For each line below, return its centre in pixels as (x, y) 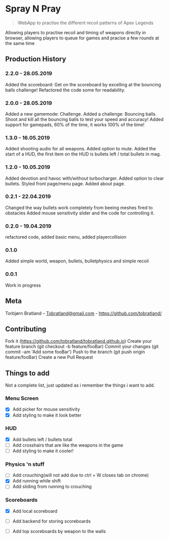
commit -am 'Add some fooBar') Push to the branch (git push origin (75, 352)
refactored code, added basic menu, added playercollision (66, 237)
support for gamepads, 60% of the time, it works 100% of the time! (75, 125)
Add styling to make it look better (47, 415)
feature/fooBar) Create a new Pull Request (49, 357)
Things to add (27, 373)
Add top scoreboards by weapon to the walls (59, 531)
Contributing (26, 329)
